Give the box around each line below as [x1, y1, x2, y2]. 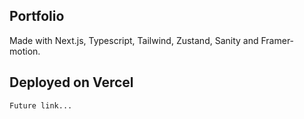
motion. [9, 45, 41, 57]
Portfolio [9, 8, 65, 25]
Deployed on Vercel [9, 74, 134, 91]
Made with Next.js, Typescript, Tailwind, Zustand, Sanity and [9, 34, 259, 46]
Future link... [9, 100, 73, 111]
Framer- [260, 34, 295, 46]
